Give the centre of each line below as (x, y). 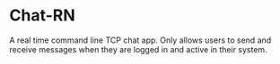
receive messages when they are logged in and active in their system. (138, 49)
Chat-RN (43, 16)
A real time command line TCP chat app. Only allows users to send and (140, 40)
